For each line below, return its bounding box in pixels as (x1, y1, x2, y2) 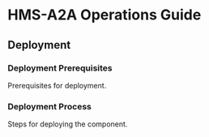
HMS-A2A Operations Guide (7, 6, 202, 24)
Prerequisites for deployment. (7, 80, 107, 90)
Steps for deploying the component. (7, 119, 128, 129)
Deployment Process (7, 101, 92, 112)
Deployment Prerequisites (7, 62, 113, 74)
